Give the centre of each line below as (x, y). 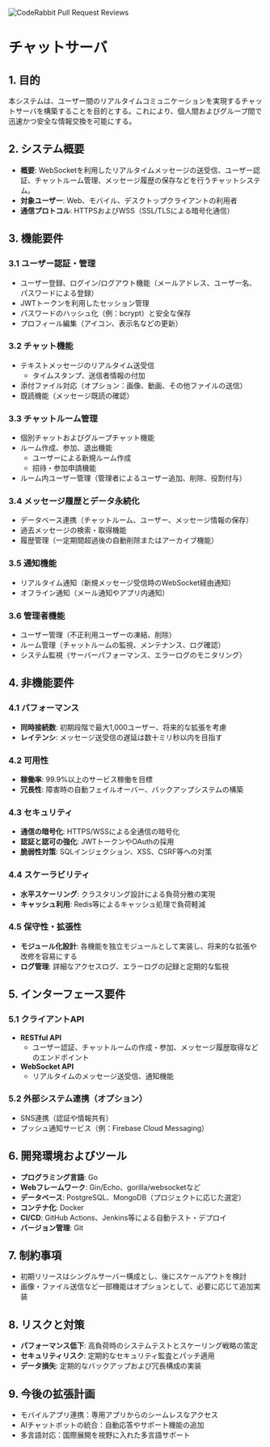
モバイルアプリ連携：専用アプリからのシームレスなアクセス (119, 1415)
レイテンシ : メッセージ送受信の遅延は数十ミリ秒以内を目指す (121, 737)
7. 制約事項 (35, 1256)
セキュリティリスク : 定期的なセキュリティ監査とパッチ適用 (118, 1356)
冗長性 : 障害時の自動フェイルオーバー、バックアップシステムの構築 (132, 789)
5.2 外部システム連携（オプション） (78, 1098)
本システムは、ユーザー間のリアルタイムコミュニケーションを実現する (125, 101)
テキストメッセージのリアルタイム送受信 (87, 365)
